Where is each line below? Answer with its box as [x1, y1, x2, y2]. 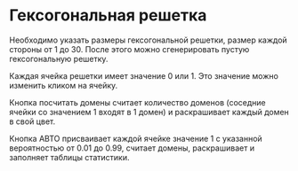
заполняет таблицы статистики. [9, 152, 131, 162]
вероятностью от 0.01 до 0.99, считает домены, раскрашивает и [9, 143, 255, 153]
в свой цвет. [9, 116, 56, 127]
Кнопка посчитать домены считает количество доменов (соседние [9, 97, 267, 107]
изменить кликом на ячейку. [9, 80, 118, 90]
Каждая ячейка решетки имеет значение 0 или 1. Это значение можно [9, 70, 278, 81]
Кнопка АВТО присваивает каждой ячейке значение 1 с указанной [9, 133, 262, 144]
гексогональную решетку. [9, 53, 109, 64]
